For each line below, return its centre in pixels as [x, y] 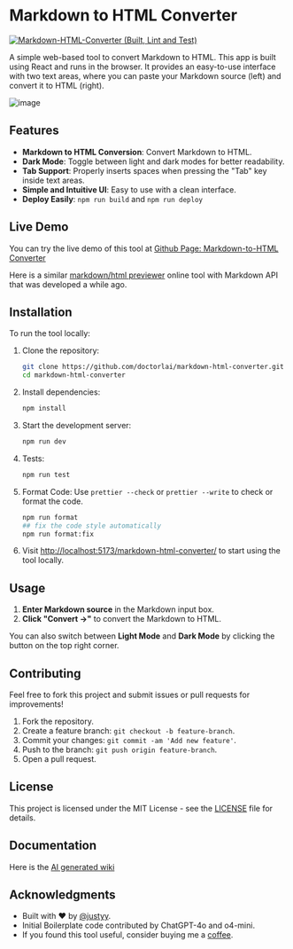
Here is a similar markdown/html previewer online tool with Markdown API [144, 275]
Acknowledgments [63, 895]
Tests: [33, 459]
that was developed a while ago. [68, 284]
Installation [41, 312]
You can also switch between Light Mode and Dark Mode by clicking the [142, 636]
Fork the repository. [58, 721]
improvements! [36, 704]
